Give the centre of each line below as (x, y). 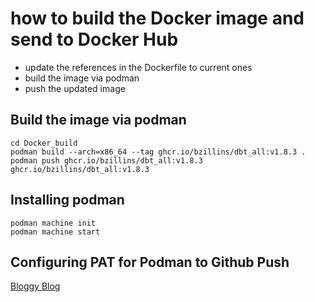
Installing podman (67, 200)
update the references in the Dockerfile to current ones (138, 67)
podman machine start (55, 232)
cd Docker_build (44, 143)
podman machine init (53, 223)
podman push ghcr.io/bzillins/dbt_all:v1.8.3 (106, 160)
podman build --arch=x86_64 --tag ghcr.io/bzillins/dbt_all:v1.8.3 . (158, 152)
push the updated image (75, 88)
